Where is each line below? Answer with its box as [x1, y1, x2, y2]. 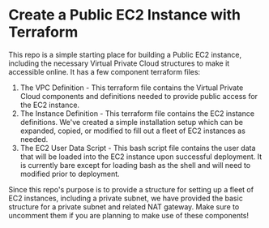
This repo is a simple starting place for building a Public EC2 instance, [8, 49, 242, 59]
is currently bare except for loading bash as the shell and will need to [19, 160, 251, 170]
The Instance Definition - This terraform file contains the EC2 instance [19, 108, 255, 118]
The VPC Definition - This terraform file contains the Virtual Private [19, 83, 244, 92]
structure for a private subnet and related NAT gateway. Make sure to [8, 201, 240, 212]
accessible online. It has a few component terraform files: [8, 67, 201, 76]
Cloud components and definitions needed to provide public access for [19, 91, 258, 101]
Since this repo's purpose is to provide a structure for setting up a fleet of [8, 184, 254, 194]
